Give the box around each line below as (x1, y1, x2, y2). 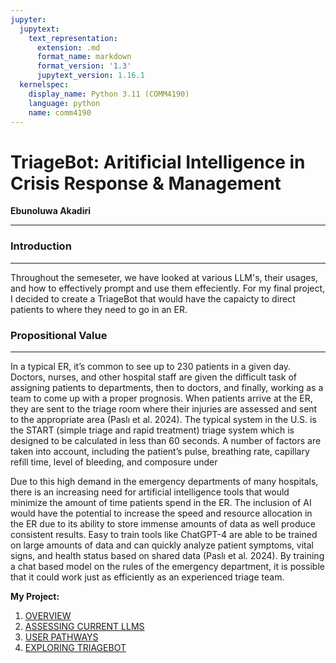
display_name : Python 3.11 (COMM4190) (28, 89, 190, 99)
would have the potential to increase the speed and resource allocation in (10, 507, 313, 519)
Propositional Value (10, 328, 108, 342)
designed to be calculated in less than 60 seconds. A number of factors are (10, 434, 322, 446)
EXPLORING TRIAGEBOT (24, 641, 127, 653)
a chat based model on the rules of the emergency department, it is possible (10, 560, 325, 572)
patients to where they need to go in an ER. (10, 303, 188, 315)
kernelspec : (19, 80, 70, 90)
